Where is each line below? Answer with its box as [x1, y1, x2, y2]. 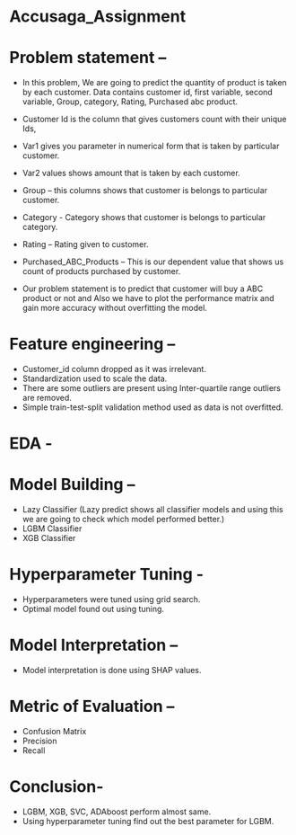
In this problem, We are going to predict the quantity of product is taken [22, 77, 287, 88]
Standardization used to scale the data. [22, 373, 168, 384]
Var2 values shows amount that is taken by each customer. [22, 168, 240, 179]
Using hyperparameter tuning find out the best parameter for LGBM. [22, 815, 274, 826]
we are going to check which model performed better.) [22, 514, 225, 525]
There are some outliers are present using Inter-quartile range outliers [22, 383, 281, 394]
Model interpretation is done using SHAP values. [22, 665, 202, 676]
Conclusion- [9, 777, 104, 797]
